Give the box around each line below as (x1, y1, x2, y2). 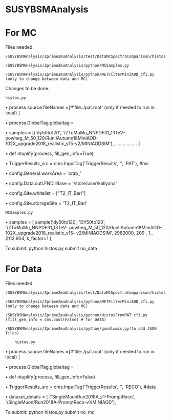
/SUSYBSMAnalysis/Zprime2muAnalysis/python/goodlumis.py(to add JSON (5, 326, 157, 331)
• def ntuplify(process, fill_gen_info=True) (5, 150, 94, 157)
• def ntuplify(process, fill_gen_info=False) (5, 374, 96, 380)
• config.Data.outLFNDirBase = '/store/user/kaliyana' (5, 181, 117, 187)
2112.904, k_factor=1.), (5, 235, 53, 242)
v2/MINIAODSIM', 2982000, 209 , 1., (76, 230, 153, 236)
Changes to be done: (5, 86, 50, 92)
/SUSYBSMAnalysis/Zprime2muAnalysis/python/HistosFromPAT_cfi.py (5, 313, 147, 318)
